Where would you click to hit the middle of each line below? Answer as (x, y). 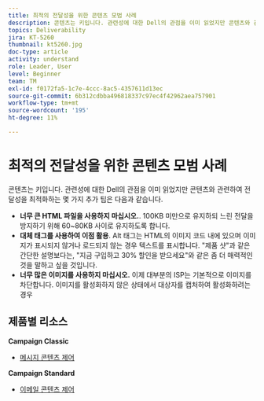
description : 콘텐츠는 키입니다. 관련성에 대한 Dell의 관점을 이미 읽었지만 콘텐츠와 (129, 23)
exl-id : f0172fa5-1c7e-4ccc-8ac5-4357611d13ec (86, 88)
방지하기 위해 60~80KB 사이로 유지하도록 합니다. (95, 226)
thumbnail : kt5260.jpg (45, 45)
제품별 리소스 (38, 322)
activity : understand (44, 60)
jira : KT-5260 (31, 37)
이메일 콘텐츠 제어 (47, 389)
